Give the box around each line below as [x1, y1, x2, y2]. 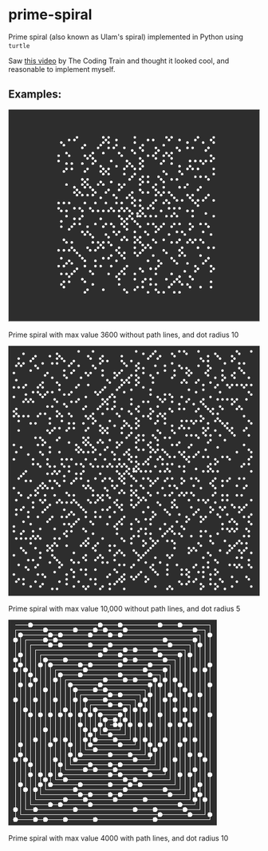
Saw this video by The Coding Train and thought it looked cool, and [8, 56, 230, 65]
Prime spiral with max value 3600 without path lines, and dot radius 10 [8, 330, 239, 340]
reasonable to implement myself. [8, 64, 116, 73]
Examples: [8, 88, 62, 101]
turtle [8, 42, 30, 49]
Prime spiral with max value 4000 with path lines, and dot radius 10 [8, 833, 229, 843]
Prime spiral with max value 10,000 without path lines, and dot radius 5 [8, 604, 241, 614]
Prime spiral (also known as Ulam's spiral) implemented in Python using [8, 32, 243, 42]
